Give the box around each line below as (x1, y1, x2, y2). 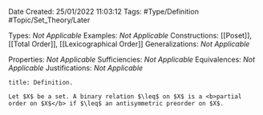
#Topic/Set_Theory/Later (8, 15, 91, 25)
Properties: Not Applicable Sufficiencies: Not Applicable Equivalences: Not (8, 55, 255, 64)
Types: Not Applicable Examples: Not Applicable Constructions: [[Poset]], (8, 31, 253, 40)
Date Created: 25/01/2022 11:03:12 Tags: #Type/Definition (8, 7, 199, 16)
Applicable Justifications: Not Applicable (8, 63, 144, 73)
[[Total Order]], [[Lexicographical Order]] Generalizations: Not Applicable (8, 39, 250, 49)
